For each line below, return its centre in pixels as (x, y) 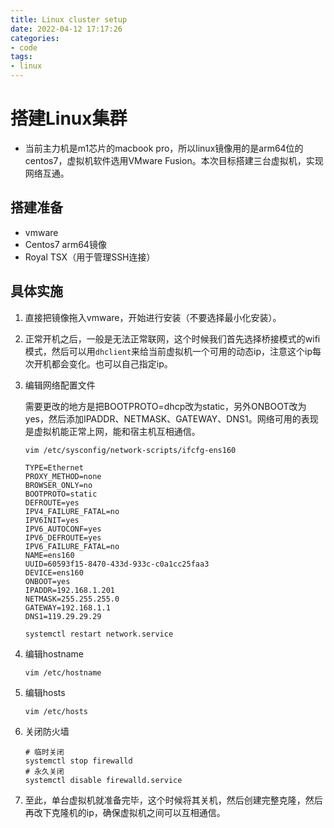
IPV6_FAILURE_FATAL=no (72, 546)
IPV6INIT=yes (52, 520)
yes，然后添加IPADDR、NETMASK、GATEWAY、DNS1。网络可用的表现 (171, 418)
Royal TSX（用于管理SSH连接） (90, 257)
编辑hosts (45, 692)
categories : (35, 38)
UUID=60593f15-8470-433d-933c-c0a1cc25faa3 (117, 564)
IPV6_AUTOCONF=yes (63, 529)
